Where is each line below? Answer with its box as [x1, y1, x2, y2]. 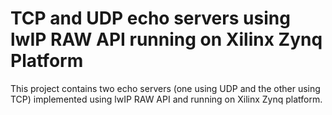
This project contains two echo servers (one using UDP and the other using [10, 82, 321, 94]
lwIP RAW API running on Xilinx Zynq [10, 28, 323, 51]
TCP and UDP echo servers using [10, 7, 291, 30]
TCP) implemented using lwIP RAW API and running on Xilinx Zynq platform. [10, 93, 323, 105]
